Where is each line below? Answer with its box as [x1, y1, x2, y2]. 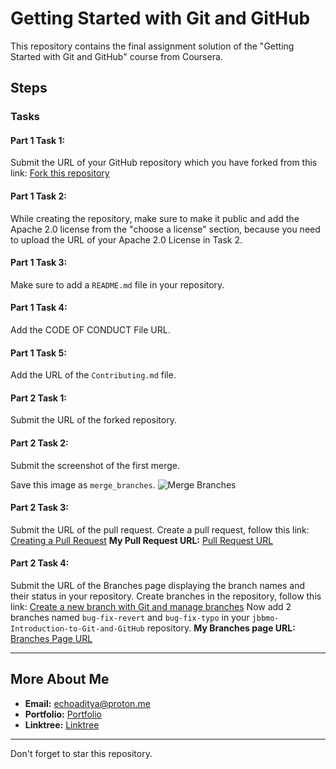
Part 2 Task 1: [10, 392, 68, 404]
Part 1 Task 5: [10, 347, 67, 359]
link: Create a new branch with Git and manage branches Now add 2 [10, 601, 292, 613]
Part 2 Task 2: [10, 437, 69, 449]
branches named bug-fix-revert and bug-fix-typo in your [10, 612, 250, 624]
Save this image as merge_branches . [10, 478, 156, 491]
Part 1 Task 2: [10, 190, 68, 202]
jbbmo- [251, 613, 280, 624]
